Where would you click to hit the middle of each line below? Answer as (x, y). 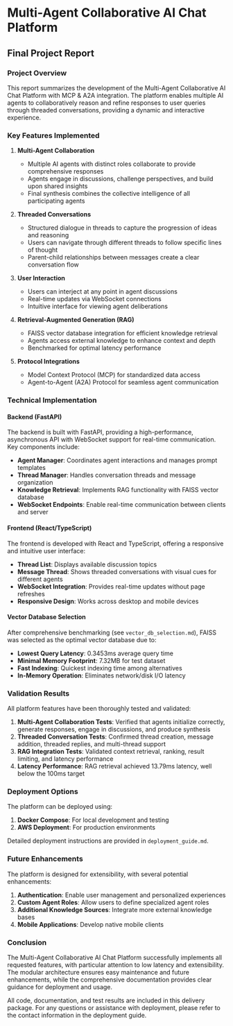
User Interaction (41, 278)
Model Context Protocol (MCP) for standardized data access (114, 375)
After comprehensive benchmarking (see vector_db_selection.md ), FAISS (112, 632)
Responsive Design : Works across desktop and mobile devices (108, 601)
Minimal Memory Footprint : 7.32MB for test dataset (91, 660)
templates (32, 468)
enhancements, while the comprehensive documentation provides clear (110, 979)
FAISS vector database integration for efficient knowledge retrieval (123, 333)
